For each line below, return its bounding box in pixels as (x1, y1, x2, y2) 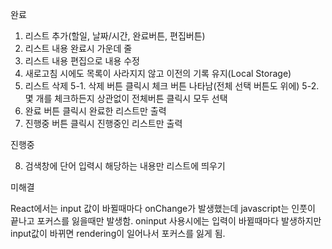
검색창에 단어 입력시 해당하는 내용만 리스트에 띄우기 (24, 160, 226, 172)
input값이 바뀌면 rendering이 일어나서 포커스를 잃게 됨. (10, 228, 226, 239)
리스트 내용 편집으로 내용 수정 (24, 55, 140, 67)
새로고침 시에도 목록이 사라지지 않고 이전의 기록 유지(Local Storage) (24, 68, 292, 79)
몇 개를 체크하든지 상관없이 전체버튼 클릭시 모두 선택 (24, 93, 228, 104)
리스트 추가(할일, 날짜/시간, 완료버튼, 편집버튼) (24, 30, 206, 42)
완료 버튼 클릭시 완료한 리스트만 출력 (24, 105, 167, 117)
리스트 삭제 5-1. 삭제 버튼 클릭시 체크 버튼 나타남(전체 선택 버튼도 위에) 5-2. (24, 80, 320, 92)
